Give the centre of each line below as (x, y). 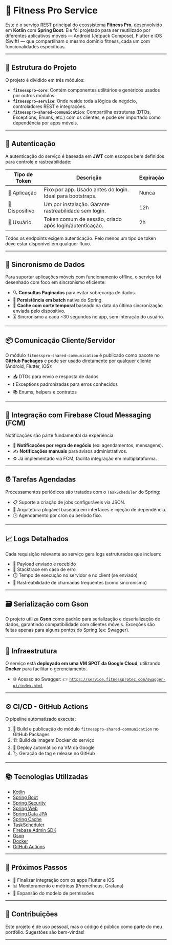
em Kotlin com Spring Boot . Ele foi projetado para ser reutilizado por (78, 30)
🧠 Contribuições (31, 914)
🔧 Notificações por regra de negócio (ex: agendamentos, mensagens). (88, 445)
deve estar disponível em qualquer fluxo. (48, 243)
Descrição (89, 177)
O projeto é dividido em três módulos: (45, 80)
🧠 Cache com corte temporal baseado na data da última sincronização (88, 306)
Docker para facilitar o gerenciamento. (46, 669)
